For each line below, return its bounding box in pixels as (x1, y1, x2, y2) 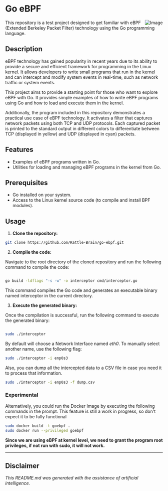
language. (5, 30, 26, 36)
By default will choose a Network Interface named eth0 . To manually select (5, 341, 160, 347)
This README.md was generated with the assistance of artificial (5, 475, 138, 481)
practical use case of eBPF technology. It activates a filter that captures (5, 115, 152, 121)
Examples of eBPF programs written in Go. (12, 158, 100, 165)
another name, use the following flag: (5, 346, 82, 352)
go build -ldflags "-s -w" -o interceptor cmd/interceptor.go (5, 278, 137, 283)
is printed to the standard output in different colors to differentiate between (5, 125, 160, 131)
